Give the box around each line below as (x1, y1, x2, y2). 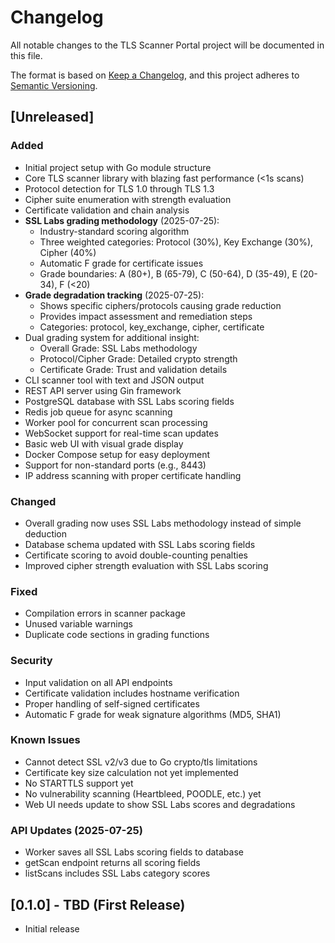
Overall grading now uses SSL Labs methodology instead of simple (24, 517, 302, 529)
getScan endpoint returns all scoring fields (24, 857, 201, 869)
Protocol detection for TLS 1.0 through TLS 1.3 (24, 182, 215, 195)
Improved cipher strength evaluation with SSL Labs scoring (24, 559, 269, 571)
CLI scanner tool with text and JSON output (24, 374, 205, 386)
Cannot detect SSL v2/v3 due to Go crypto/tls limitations (24, 756, 258, 768)
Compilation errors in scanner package (24, 607, 186, 620)
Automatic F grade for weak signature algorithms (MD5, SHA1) (24, 708, 282, 720)
